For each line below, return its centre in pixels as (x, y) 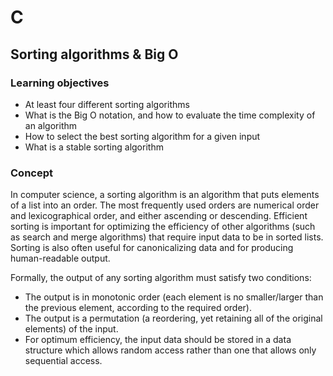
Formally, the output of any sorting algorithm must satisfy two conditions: (161, 278)
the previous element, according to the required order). (138, 308)
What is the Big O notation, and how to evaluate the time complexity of (170, 115)
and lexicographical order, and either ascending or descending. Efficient (159, 216)
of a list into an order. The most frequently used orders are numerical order (165, 205)
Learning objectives (60, 83)
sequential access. (63, 361)
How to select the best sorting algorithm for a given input (142, 136)
